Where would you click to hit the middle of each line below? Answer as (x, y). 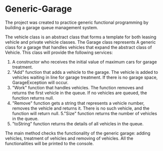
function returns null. (33, 98)
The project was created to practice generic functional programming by (77, 22)
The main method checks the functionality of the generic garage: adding (78, 133)
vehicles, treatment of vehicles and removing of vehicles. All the (69, 138)
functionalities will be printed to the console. (49, 143)
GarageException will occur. (40, 82)
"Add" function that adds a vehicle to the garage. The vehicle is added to (85, 72)
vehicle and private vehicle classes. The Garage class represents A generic (81, 42)
